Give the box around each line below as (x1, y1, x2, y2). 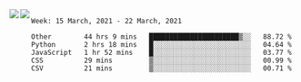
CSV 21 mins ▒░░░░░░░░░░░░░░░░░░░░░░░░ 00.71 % (31, 64, 293, 73)
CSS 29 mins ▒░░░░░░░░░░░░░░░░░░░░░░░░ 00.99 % (31, 56, 293, 65)
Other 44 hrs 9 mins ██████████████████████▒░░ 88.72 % (31, 32, 293, 41)
